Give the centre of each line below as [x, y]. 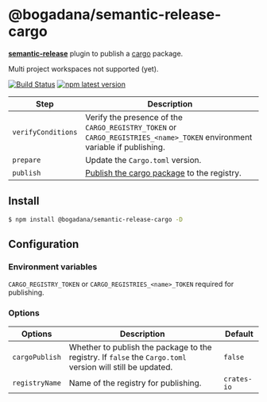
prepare [27, 160]
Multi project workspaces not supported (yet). [83, 68]
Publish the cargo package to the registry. [163, 172]
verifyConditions [45, 132]
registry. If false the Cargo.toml [128, 357]
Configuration [44, 244]
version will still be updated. [121, 367]
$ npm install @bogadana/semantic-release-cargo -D [95, 219]
